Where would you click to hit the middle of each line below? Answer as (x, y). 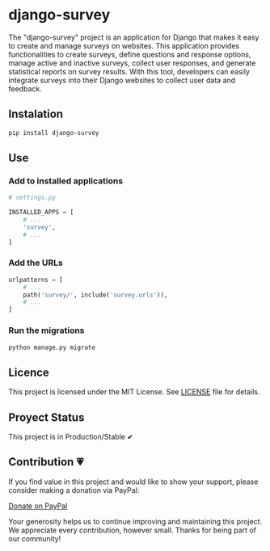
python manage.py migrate (52, 347)
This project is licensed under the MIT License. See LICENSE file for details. (134, 392)
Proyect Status (46, 417)
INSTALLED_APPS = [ (41, 212)
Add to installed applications (66, 181)
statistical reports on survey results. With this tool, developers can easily (129, 71)
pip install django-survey (54, 132)
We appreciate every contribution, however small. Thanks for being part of (133, 530)
